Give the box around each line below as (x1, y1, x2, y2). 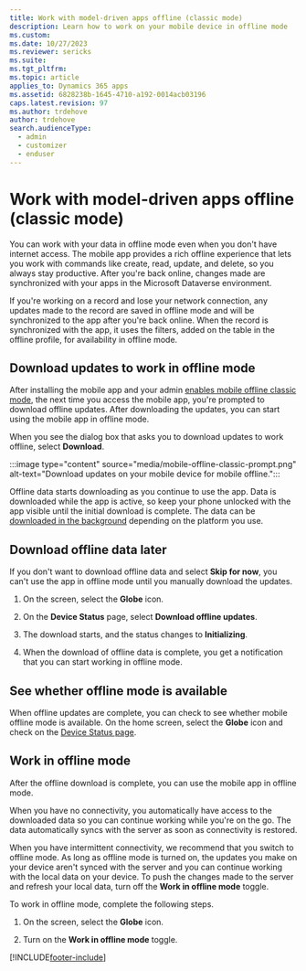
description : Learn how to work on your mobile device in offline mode (9, 22, 288, 31)
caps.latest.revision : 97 (9, 98, 108, 108)
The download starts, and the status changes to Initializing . (22, 629, 248, 640)
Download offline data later (9, 541, 167, 558)
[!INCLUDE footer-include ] (9, 952, 107, 963)
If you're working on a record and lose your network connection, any (9, 294, 268, 306)
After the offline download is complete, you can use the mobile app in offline (9, 777, 297, 788)
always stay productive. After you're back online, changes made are (9, 267, 266, 279)
